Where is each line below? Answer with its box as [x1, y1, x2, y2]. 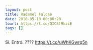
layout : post [5, 7, 32, 12]
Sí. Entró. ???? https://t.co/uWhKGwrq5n [5, 39, 88, 45]
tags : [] [5, 26, 23, 31]
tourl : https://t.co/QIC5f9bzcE [5, 21, 72, 26]
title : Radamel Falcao [5, 12, 52, 17]
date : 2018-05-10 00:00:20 [5, 16, 61, 21]
